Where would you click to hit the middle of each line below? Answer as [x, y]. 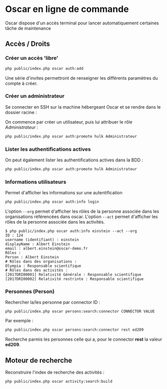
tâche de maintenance [28, 28]
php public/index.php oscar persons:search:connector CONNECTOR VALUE [80, 312]
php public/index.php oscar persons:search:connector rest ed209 [74, 330]
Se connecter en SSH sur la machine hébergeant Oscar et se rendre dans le [83, 107]
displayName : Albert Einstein [38, 244]
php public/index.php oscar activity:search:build [59, 382]
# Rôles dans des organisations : [41, 262]
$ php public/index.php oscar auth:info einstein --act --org [71, 231]
